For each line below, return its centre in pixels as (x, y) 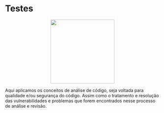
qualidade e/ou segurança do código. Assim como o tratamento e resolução (82, 95)
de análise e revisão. (26, 106)
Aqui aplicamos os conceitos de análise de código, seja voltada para (74, 90)
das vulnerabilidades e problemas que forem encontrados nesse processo (80, 101)
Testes (19, 9)
